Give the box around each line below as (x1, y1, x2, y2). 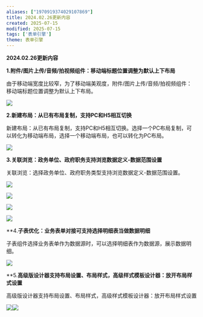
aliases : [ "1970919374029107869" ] (6, 8, 94, 15)
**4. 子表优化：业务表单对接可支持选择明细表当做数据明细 (6, 227, 150, 234)
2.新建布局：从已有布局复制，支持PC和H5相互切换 (6, 112, 132, 118)
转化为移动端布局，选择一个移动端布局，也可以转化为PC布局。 (11, 132, 167, 139)
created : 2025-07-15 (6, 20, 59, 26)
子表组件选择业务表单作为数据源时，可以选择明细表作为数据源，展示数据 (6, 240, 186, 247)
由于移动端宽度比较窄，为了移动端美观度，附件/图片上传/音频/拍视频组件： (6, 80, 192, 87)
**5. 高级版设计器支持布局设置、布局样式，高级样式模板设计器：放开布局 (6, 272, 187, 278)
